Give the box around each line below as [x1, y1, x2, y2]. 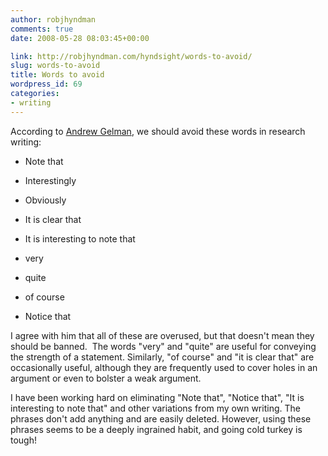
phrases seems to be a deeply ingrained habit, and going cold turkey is [10, 423, 303, 435]
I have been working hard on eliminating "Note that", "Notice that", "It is [10, 391, 305, 403]
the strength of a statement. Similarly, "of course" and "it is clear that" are [10, 351, 315, 363]
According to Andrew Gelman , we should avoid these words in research [10, 125, 306, 137]
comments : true [10, 24, 74, 34]
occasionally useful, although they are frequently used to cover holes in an [10, 361, 318, 373]
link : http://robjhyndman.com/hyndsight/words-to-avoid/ [10, 51, 253, 61]
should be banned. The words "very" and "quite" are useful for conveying [10, 340, 317, 352]
